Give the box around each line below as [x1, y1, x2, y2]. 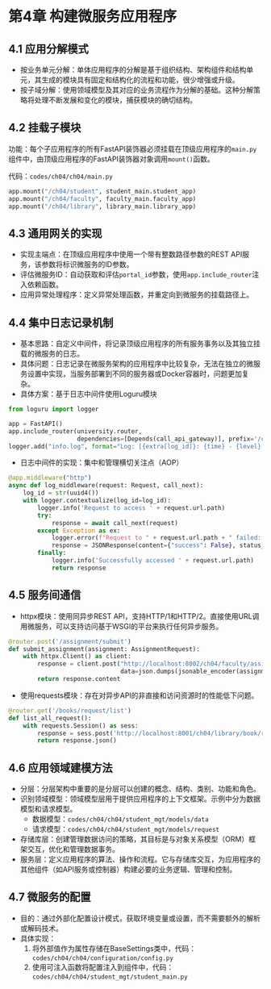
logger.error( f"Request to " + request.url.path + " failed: [51, 534, 262, 542]
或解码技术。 [19, 923, 63, 933]
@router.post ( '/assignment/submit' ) [8, 637, 131, 645]
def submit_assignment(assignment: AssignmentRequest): [8, 645, 200, 653]
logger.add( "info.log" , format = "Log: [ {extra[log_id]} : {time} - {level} [8, 442, 262, 450]
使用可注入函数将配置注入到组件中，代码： [31, 962, 174, 972]
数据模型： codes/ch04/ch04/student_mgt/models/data [31, 814, 209, 824]
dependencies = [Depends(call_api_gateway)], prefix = [77, 435, 254, 443]
